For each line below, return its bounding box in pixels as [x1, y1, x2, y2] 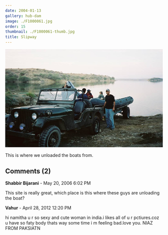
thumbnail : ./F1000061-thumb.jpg [5, 29, 75, 35]
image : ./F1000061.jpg [5, 19, 52, 24]
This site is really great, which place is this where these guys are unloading [5, 190, 160, 195]
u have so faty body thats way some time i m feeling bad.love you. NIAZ [5, 220, 153, 225]
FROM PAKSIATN [5, 225, 41, 231]
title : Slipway [5, 35, 37, 40]
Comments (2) [5, 167, 51, 175]
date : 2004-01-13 [5, 8, 41, 13]
